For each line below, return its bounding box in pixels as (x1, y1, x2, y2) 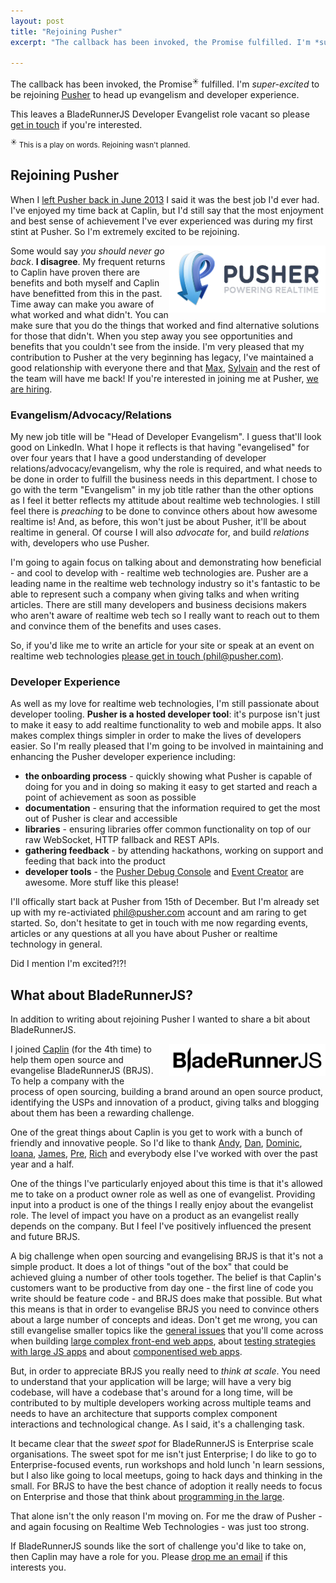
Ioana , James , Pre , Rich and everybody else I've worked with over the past (10, 1148, 318, 1160)
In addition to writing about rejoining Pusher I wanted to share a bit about (10, 1013, 311, 1025)
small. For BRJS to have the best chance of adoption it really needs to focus (10, 1480, 323, 1492)
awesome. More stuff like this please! (24, 876, 179, 889)
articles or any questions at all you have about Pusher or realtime (10, 928, 278, 940)
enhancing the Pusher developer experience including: (10, 751, 236, 763)
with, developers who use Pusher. (10, 537, 150, 549)
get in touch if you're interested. (10, 118, 143, 130)
